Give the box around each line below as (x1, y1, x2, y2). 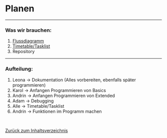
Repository (12, 48, 35, 54)
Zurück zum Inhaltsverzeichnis (5, 127, 68, 134)
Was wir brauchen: (5, 27, 52, 34)
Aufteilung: (5, 65, 33, 72)
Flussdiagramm (12, 38, 44, 44)
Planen (5, 3, 35, 14)
